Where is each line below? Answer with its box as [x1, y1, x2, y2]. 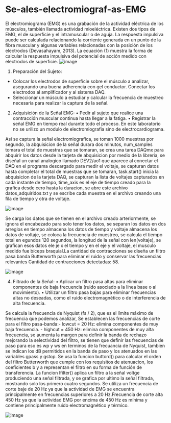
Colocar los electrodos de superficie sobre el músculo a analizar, [12, 78, 150, 84]
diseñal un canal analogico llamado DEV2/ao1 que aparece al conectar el [5, 157, 158, 164]
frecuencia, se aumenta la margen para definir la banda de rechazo [5, 332, 147, 338]
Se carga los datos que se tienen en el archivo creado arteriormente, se [5, 215, 156, 221]
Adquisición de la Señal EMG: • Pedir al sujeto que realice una [12, 110, 143, 116]
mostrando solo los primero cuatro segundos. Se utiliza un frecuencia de [5, 380, 158, 386]
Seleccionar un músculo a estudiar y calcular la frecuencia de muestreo [12, 94, 164, 101]
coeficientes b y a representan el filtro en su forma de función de [5, 364, 142, 370]
